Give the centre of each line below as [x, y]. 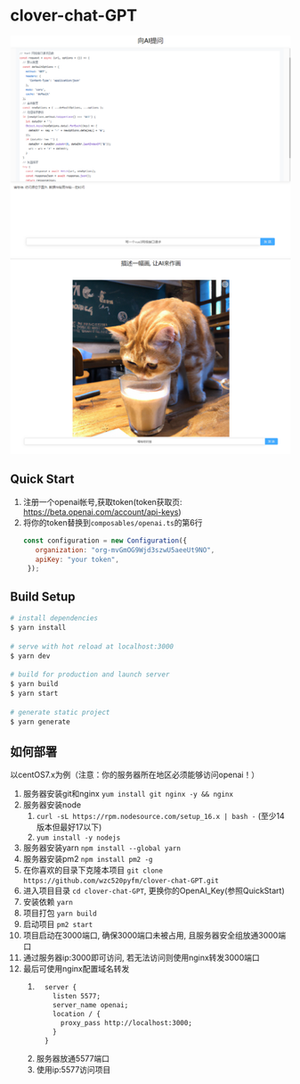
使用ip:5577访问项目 [73, 1070]
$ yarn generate [40, 722]
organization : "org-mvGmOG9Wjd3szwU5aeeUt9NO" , [125, 550]
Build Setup [43, 596]
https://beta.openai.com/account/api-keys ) [102, 512]
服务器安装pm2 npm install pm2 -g [88, 859]
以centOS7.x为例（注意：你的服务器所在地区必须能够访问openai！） [135, 775]
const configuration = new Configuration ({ [105, 541]
